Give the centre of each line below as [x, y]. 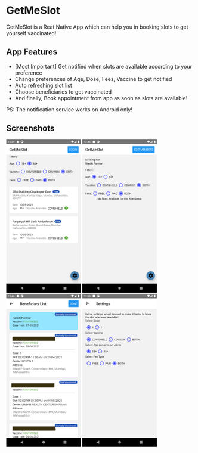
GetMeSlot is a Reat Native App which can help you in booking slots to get [98, 27]
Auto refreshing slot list [44, 85]
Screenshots [30, 128]
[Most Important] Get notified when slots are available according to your [103, 66]
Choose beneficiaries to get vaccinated [63, 91]
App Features [32, 52]
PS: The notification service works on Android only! [69, 109]
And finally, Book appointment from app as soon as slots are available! [101, 98]
